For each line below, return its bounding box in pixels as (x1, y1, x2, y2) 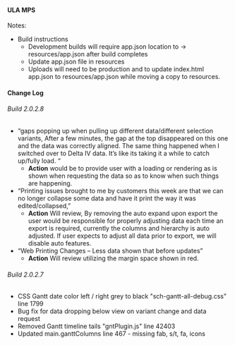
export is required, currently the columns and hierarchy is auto (28, 224, 210, 232)
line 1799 (17, 300, 44, 308)
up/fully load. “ (17, 157, 61, 165)
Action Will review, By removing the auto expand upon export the (28, 209, 218, 217)
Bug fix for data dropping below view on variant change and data (17, 307, 207, 315)
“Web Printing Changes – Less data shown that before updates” (17, 247, 203, 255)
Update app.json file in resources (28, 57, 125, 66)
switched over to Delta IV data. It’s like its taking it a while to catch (17, 149, 210, 157)
